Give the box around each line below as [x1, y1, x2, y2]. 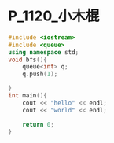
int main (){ [8, 92, 47, 100]
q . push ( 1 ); [22, 70, 58, 79]
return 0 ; [22, 120, 55, 128]
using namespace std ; [8, 48, 79, 56]
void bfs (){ [8, 56, 47, 64]
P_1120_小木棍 [8, 7, 100, 25]
